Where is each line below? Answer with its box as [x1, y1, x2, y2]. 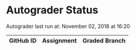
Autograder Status [6, 3, 98, 17]
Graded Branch [82, 36, 126, 44]
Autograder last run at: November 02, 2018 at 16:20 [6, 23, 130, 30]
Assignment [42, 36, 77, 44]
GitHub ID [9, 36, 37, 44]
